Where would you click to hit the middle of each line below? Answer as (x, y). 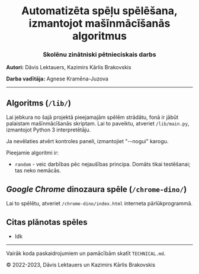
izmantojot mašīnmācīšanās (99, 23)
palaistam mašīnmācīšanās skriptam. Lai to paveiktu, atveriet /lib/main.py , (98, 124)
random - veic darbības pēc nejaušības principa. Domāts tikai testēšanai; (102, 165)
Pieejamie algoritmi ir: (33, 153)
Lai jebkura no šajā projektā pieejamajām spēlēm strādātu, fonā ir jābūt (92, 117)
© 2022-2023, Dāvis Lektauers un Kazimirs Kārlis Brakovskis (81, 265)
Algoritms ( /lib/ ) (38, 103)
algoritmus (99, 36)
